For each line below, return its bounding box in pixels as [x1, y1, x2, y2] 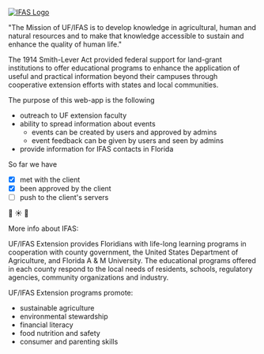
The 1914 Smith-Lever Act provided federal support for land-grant [8, 55, 223, 64]
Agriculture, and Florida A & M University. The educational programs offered [8, 256, 257, 265]
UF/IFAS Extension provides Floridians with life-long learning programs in [8, 239, 247, 249]
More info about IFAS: [8, 224, 79, 233]
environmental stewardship [19, 312, 108, 322]
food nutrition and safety [19, 329, 100, 338]
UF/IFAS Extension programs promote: [8, 288, 134, 298]
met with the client [19, 175, 81, 184]
